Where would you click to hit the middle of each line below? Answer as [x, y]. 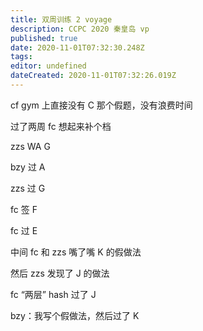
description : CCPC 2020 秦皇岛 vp [80, 29]
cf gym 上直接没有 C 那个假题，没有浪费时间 [101, 105]
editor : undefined [48, 66]
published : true [44, 38]
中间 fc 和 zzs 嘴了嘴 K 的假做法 [76, 252]
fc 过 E [24, 230]
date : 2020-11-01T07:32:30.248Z [77, 47]
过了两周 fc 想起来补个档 [61, 126]
